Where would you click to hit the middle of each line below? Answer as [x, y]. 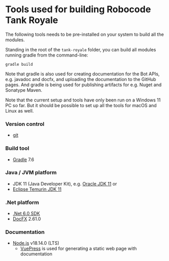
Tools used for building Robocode [78, 9]
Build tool [17, 148]
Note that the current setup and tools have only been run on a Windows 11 [83, 100]
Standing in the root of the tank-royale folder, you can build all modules [81, 49]
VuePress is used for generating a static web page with [78, 249]
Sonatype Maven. [24, 90]
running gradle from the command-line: [47, 55]
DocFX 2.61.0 [27, 219]
